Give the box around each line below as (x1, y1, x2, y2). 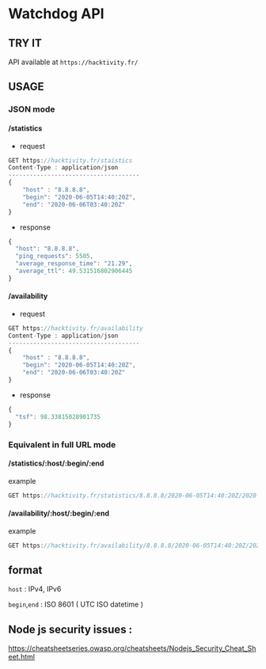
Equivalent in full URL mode (8, 439, 116, 450)
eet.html (8, 652, 36, 662)
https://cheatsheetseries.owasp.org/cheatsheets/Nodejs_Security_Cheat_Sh (8, 644, 256, 653)
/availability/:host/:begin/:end (8, 508, 109, 519)
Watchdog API (8, 5, 104, 23)
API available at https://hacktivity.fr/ (8, 57, 139, 67)
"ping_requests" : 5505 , (15, 253, 93, 260)
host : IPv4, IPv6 (8, 584, 62, 594)
